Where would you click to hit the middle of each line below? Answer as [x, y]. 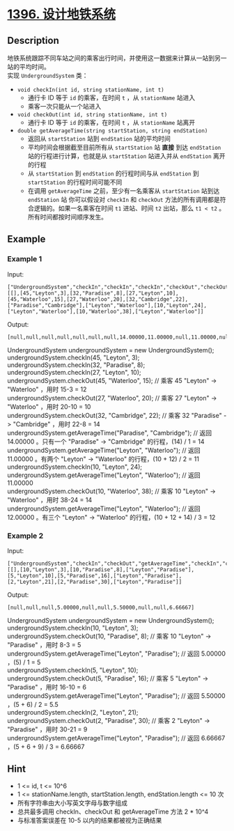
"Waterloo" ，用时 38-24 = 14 [50, 499]
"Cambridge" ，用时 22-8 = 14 [57, 424]
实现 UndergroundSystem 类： [48, 75]
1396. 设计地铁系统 [62, 14]
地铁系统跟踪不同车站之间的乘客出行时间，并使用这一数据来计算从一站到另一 [117, 58]
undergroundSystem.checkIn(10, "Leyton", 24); [75, 467]
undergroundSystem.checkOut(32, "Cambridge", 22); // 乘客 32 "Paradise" [115, 415]
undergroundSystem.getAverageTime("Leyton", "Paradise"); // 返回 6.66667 [116, 738]
